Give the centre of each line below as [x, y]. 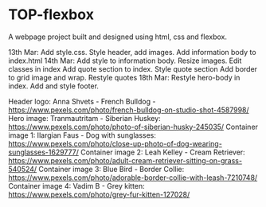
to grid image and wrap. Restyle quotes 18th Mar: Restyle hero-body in [124, 77]
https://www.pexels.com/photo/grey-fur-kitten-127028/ [99, 194]
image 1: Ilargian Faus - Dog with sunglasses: [82, 135]
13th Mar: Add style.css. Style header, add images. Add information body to [132, 52]
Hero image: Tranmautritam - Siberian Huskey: [84, 118]
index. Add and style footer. [54, 86]
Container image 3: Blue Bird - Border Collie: [111, 169]
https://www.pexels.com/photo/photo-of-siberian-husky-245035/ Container [133, 127]
